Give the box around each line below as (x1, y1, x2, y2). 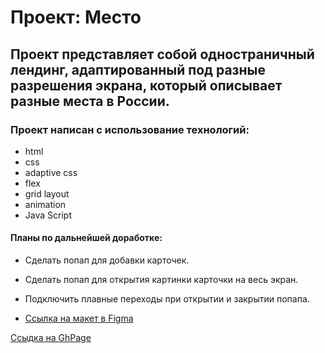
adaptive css (24, 166, 78, 178)
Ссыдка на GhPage (10, 332, 92, 344)
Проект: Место (10, 6, 142, 29)
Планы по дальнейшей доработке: (10, 232, 163, 244)
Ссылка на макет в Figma (24, 312, 134, 325)
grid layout (24, 187, 70, 200)
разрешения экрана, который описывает (10, 77, 283, 94)
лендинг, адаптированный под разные (10, 61, 266, 78)
